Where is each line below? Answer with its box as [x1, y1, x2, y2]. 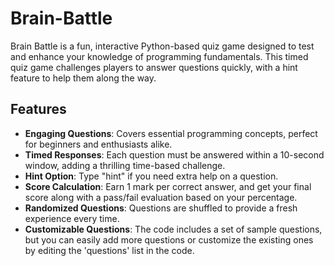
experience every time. [24, 212, 120, 224]
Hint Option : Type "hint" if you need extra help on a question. [24, 170, 279, 182]
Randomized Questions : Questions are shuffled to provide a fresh [24, 202, 298, 214]
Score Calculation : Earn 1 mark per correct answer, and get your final [24, 180, 312, 192]
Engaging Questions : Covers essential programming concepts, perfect [24, 127, 318, 139]
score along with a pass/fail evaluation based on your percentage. [24, 191, 298, 203]
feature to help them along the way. [10, 72, 157, 84]
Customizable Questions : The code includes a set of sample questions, [24, 223, 323, 235]
